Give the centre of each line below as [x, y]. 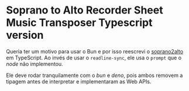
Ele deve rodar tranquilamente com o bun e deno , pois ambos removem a [94, 75]
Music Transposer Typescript [79, 23]
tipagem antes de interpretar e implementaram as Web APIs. [79, 81]
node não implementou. [35, 64]
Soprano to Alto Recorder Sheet [85, 10]
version [25, 35]
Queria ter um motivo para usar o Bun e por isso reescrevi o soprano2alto [94, 51]
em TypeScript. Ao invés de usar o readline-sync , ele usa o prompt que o [94, 58]
